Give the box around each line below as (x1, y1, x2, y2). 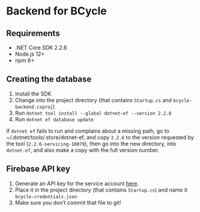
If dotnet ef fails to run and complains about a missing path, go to (6, 127, 170, 135)
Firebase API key (6, 164, 71, 174)
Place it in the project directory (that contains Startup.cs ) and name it (14, 186, 188, 193)
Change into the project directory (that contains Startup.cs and (14, 96, 172, 103)
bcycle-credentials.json (14, 193, 77, 199)
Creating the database (6, 74, 92, 85)
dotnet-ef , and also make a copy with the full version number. (6, 146, 160, 154)
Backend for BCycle (6, 4, 107, 18)
